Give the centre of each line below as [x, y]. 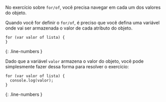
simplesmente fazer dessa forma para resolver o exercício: [67, 67]
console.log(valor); [32, 81]
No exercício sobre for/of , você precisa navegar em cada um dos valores [83, 7]
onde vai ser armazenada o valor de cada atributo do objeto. [69, 28]
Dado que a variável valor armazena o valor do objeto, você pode [75, 61]
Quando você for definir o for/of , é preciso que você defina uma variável [82, 23]
